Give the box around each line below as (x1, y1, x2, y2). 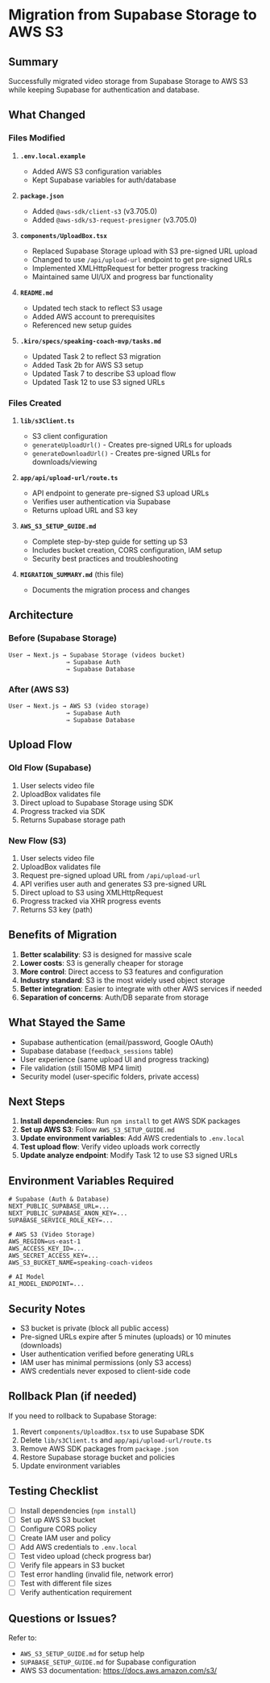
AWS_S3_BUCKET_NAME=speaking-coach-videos (8, 1259, 153, 1267)
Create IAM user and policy (19, 1533, 111, 1543)
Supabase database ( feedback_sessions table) (19, 1046, 174, 1055)
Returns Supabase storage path (19, 815, 127, 825)
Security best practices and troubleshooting (31, 553, 179, 563)
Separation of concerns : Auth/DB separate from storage (19, 992, 210, 1002)
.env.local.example (19, 152, 86, 161)
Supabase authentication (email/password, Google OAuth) (19, 1037, 214, 1046)
